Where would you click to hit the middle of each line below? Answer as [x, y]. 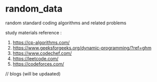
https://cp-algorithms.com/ [41, 42]
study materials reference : [34, 32]
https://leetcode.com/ [35, 58]
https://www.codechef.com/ [42, 53]
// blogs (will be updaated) [33, 73]
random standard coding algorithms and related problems [66, 23]
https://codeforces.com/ [38, 64]
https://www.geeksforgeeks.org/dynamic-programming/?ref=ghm [82, 48]
